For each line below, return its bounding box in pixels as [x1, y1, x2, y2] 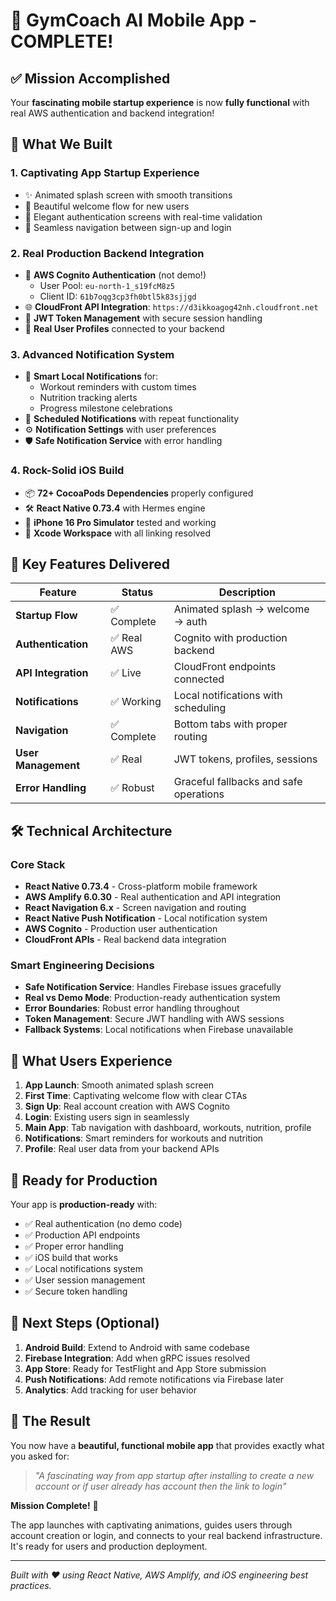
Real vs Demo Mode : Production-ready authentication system [24, 992, 281, 1004]
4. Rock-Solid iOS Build [10, 464, 125, 478]
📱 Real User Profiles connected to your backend [24, 322, 225, 334]
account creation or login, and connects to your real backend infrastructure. [10, 1529, 323, 1541]
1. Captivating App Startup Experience [10, 166, 200, 180]
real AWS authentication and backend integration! [10, 107, 215, 119]
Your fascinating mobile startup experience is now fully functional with [10, 97, 310, 108]
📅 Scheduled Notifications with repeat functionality [24, 413, 240, 425]
